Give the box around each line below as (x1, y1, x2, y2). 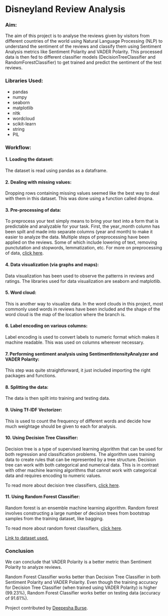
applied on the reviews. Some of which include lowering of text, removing (5, 239, 157, 245)
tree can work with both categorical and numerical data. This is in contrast (5, 461, 159, 468)
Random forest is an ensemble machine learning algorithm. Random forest (5, 505, 158, 511)
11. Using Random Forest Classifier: (5, 494, 80, 500)
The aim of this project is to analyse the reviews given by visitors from (5, 33, 150, 39)
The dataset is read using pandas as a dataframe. (5, 167, 108, 174)
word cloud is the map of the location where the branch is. (5, 311, 126, 317)
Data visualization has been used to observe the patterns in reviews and (5, 272, 154, 279)
